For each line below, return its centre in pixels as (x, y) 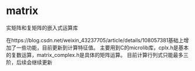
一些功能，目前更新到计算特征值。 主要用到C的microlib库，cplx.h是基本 (102, 48)
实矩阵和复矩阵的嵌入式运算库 (42, 28)
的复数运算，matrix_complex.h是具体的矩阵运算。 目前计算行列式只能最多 (95, 55)
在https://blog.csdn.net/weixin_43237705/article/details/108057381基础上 (95, 40)
